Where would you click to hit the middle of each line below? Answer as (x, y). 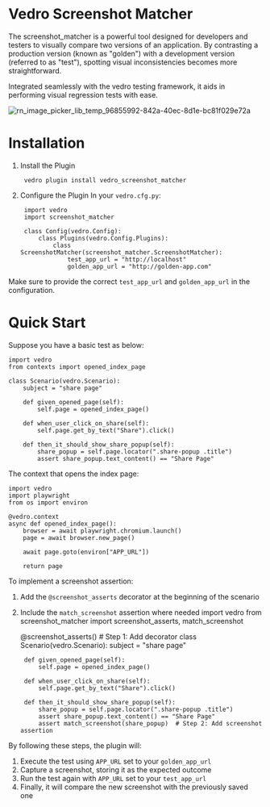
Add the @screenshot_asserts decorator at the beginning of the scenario (139, 596)
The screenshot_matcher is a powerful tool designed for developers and (128, 36)
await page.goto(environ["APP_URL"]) (86, 552)
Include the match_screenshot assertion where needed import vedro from (141, 612)
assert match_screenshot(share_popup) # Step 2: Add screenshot (150, 723)
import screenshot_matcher (69, 217)
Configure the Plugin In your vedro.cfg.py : (90, 195)
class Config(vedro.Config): (73, 231)
